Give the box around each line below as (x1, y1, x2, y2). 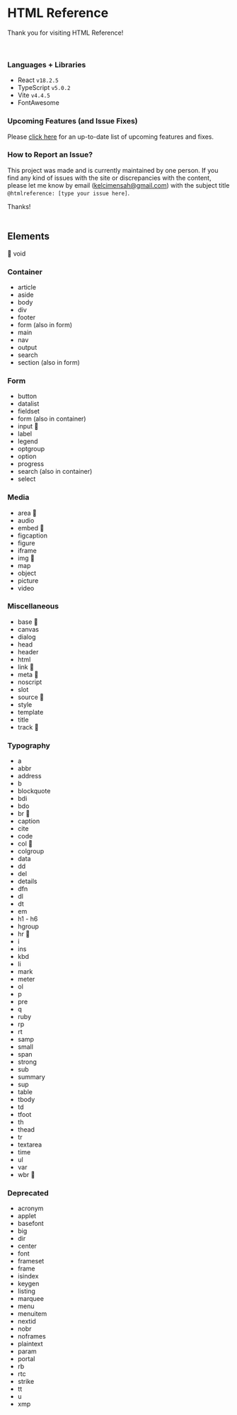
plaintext (17, 1340, 44, 1348)
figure (17, 538, 35, 547)
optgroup (17, 445, 45, 453)
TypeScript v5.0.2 (17, 84, 71, 92)
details (17, 877, 37, 886)
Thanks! (7, 202, 31, 210)
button (17, 392, 37, 401)
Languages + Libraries (7, 59, 86, 69)
